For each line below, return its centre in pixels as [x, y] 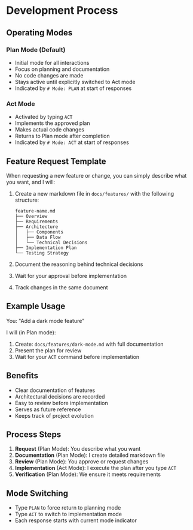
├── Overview [31, 216]
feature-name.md [35, 211]
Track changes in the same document [61, 287]
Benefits [22, 376]
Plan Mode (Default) [36, 50]
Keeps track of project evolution [54, 415]
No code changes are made [49, 75]
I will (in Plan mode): [31, 332]
